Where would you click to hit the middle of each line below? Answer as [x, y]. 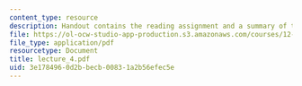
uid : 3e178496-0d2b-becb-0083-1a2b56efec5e [92, 68]
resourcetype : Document [54, 51]
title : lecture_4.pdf [50, 59]
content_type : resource [54, 17]
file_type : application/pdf [62, 43]
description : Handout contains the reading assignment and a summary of [148, 26]
